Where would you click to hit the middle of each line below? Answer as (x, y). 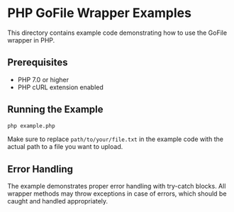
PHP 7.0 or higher (43, 79)
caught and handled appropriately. (58, 201)
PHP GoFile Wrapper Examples (99, 13)
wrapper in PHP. (31, 40)
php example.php (31, 125)
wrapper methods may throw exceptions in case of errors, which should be (117, 194)
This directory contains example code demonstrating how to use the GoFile (117, 33)
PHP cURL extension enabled (61, 87)
